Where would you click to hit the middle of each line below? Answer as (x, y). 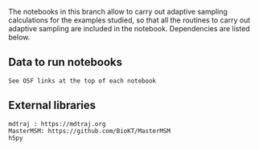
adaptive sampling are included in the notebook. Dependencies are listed (129, 28)
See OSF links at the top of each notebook (82, 81)
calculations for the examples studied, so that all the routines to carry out (129, 20)
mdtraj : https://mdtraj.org (57, 124)
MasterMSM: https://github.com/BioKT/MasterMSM (90, 131)
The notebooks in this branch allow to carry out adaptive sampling (118, 12)
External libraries (52, 105)
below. (19, 37)
